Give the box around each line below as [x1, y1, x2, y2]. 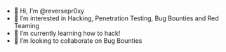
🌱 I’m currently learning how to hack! [13, 29, 121, 37]
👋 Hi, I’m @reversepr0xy [13, 7, 85, 15]
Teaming [13, 22, 40, 30]
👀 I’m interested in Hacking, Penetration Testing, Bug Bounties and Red [13, 14, 219, 22]
